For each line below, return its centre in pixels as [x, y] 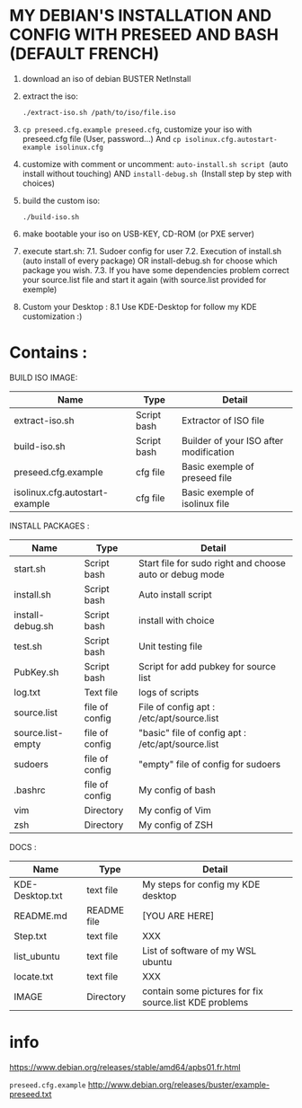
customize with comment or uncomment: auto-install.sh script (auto [155, 164]
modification [208, 452]
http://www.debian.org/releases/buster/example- [179, 1085]
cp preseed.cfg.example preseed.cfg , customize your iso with [137, 129]
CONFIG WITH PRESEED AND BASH [144, 35]
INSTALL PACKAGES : [49, 526]
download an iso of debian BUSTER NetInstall [107, 78]
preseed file [206, 477]
